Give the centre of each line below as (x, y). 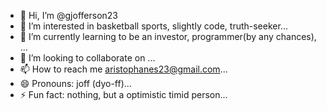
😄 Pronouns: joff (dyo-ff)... (75, 83)
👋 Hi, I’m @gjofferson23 (68, 15)
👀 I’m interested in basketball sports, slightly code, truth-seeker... (153, 26)
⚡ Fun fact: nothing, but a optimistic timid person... (123, 94)
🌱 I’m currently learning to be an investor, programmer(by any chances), (168, 36)
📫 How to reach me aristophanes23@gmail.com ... (123, 69)
